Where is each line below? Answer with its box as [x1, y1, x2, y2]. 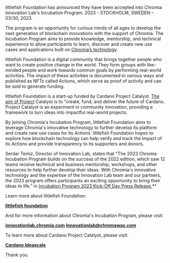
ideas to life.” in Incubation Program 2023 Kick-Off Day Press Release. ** [5, 183, 157, 189]
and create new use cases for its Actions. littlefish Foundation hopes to [5, 130, 154, 136]
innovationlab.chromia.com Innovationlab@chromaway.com [5, 222, 137, 228]
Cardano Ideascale [5, 242, 46, 248]
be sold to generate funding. [5, 83, 65, 89]
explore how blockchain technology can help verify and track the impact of [5, 136, 162, 141]
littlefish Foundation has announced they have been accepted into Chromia [5, 5, 162, 10]
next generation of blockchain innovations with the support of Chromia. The [5, 30, 164, 36]
